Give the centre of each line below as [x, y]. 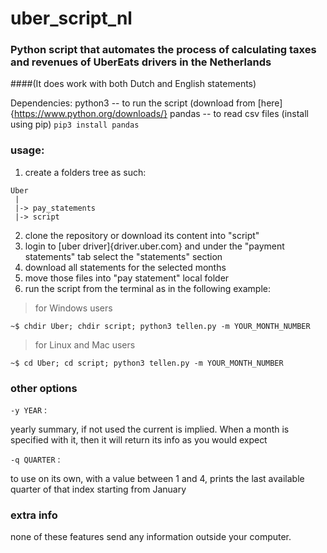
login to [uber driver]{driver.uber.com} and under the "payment [154, 246]
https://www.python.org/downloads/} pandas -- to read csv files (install [161, 114]
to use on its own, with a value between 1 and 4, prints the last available [157, 479]
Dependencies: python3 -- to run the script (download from [133, 103]
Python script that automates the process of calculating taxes [163, 50]
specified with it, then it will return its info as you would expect [139, 440]
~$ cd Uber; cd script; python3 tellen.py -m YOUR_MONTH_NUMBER [147, 363]
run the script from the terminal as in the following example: [148, 288]
